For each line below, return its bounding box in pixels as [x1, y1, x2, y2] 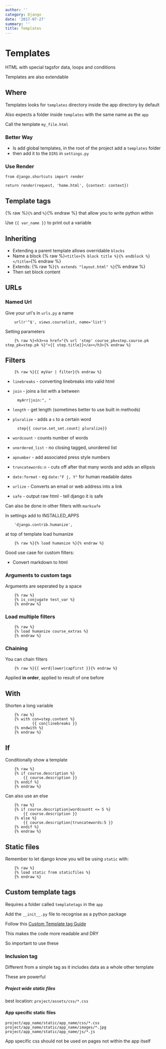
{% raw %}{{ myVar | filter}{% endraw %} [14, 369, 102, 374]
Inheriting [5, 234, 37, 243]
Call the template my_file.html [5, 121, 69, 127]
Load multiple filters [5, 613, 55, 620]
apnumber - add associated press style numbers [12, 454, 110, 460]
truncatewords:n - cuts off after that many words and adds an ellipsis [12, 464, 155, 470]
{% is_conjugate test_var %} [14, 597, 75, 602]
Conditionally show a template [5, 757, 68, 763]
